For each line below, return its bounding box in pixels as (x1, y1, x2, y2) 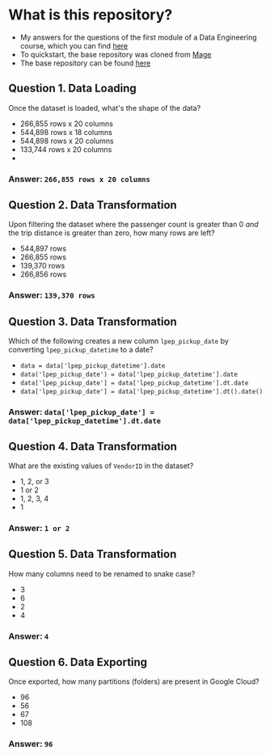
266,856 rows (19, 269, 67, 280)
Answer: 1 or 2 (8, 522, 70, 534)
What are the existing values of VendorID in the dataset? (8, 461, 194, 470)
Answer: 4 (8, 631, 49, 642)
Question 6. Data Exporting (8, 656, 148, 669)
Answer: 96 (8, 738, 53, 749)
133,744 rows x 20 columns (19, 144, 112, 154)
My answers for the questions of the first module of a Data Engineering (19, 32, 257, 42)
